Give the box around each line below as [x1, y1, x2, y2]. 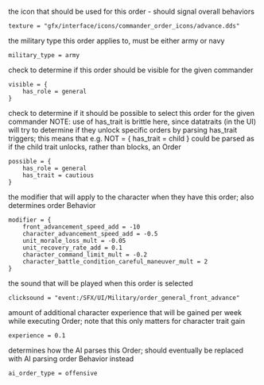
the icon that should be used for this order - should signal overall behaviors [8, 7, 254, 16]
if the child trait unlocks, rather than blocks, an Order [8, 142, 181, 152]
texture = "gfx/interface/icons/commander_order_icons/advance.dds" [8, 22, 240, 30]
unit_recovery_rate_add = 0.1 [22, 244, 123, 252]
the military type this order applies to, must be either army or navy [8, 36, 225, 45]
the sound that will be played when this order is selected [8, 279, 193, 288]
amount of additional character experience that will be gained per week [8, 308, 243, 317]
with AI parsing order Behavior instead [8, 354, 134, 364]
